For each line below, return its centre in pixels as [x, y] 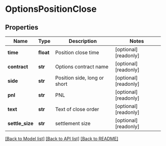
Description [83, 41]
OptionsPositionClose [51, 9]
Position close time [77, 53]
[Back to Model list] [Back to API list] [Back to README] [62, 139]
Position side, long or [80, 78]
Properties [22, 27]
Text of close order [77, 109]
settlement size [73, 123]
